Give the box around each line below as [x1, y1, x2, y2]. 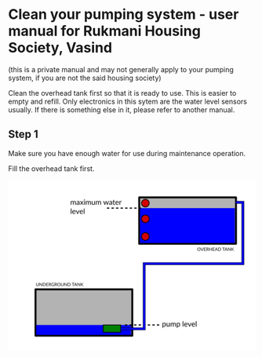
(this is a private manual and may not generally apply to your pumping [8, 64, 234, 74]
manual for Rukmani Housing [8, 22, 202, 40]
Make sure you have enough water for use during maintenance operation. [8, 148, 246, 158]
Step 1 [8, 128, 39, 141]
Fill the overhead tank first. [8, 163, 95, 173]
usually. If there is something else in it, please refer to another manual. [8, 104, 235, 115]
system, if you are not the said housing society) [8, 73, 162, 82]
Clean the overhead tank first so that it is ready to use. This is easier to [8, 88, 237, 97]
